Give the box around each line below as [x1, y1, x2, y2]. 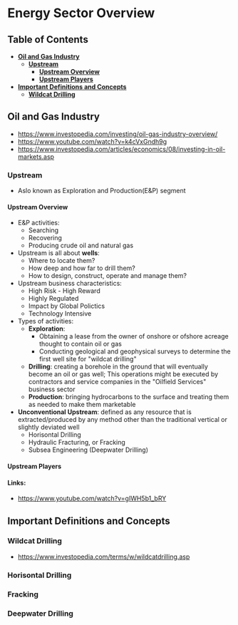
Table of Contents [7, 33, 89, 46]
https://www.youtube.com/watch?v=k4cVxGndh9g [17, 137, 167, 145]
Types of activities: [17, 317, 74, 326]
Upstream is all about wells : [17, 249, 100, 257]
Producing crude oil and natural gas [28, 241, 134, 250]
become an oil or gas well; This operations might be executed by [28, 370, 219, 378]
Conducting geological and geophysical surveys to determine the [38, 347, 232, 356]
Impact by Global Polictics [28, 301, 105, 311]
